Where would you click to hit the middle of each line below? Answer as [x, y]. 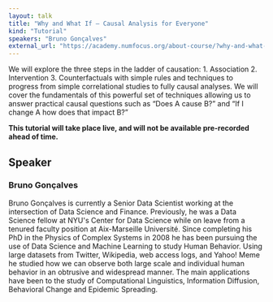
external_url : [32, 46]
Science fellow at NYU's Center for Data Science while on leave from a [127, 220]
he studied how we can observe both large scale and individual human [127, 263]
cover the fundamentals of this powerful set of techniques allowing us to [130, 95]
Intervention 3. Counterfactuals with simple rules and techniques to [121, 78]
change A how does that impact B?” [68, 112]
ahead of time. [33, 137]
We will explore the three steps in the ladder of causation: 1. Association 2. [133, 69]
